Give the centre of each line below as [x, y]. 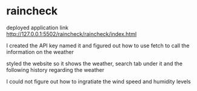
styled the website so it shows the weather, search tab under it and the [95, 63]
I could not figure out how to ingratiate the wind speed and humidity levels [99, 81]
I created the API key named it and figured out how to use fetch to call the [98, 45]
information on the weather [40, 51]
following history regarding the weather [55, 69]
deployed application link [37, 28]
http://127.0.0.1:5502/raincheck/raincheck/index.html [72, 34]
